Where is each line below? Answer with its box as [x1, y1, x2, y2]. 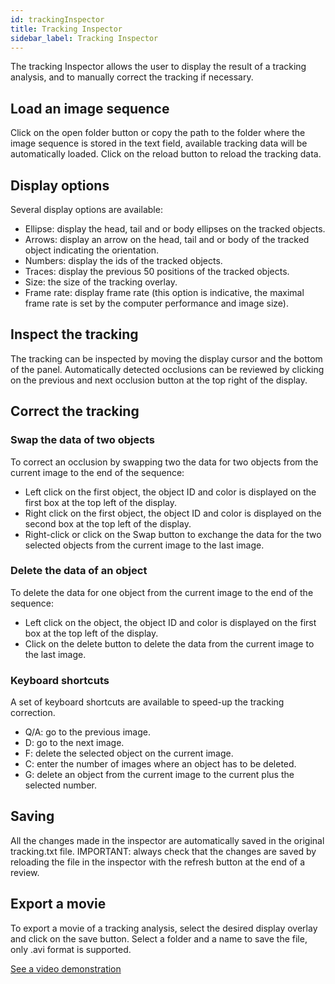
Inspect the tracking [10, 326, 139, 343]
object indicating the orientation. [24, 244, 159, 256]
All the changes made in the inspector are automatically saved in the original [10, 834, 325, 846]
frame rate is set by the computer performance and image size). [24, 297, 289, 309]
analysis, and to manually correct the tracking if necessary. [10, 71, 254, 83]
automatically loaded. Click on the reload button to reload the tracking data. [10, 148, 322, 160]
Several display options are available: [10, 204, 163, 215]
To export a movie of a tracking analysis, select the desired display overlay [10, 922, 318, 934]
